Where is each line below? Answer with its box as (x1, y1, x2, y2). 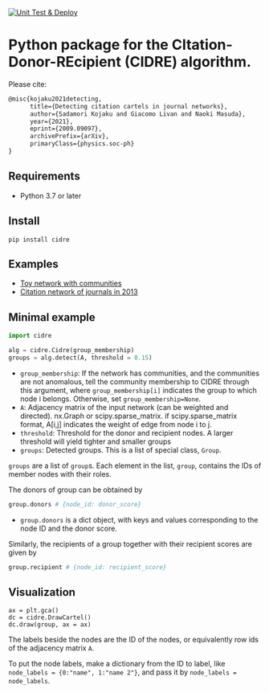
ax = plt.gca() (8, 607, 59, 615)
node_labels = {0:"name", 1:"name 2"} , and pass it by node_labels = (8, 667, 237, 677)
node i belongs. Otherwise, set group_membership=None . (19, 394, 202, 404)
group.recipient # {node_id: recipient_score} (8, 563, 167, 571)
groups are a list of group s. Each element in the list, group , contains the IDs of (8, 461, 262, 470)
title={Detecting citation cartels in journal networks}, (29, 102, 228, 110)
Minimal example (8, 310, 96, 324)
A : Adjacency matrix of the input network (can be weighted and (19, 402, 229, 412)
